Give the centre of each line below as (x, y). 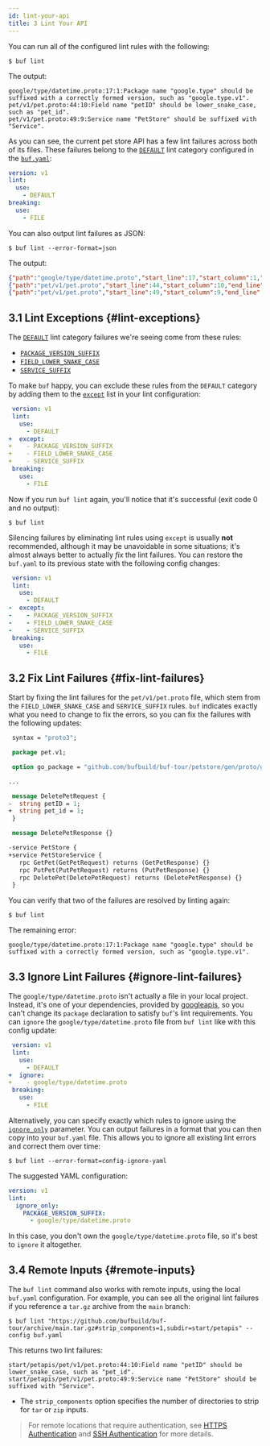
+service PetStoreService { (55, 855)
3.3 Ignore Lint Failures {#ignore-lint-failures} (125, 976)
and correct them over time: (54, 1146)
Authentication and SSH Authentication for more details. (121, 1434)
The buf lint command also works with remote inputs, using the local (125, 1290)
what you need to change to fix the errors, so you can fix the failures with (130, 715)
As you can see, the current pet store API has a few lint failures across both (133, 141)
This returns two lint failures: (55, 1350)
